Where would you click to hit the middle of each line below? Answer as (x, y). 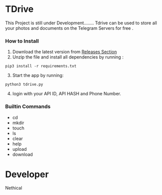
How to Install (22, 41)
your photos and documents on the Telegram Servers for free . (69, 28)
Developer (27, 174)
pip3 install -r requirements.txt (41, 66)
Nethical (14, 188)
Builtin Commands (28, 107)
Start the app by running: (38, 75)
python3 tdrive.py (24, 85)
